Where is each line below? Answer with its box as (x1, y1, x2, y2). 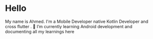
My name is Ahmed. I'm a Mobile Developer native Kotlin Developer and (5, 19, 149, 24)
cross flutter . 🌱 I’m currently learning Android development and (5, 23, 133, 29)
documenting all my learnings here (5, 29, 74, 34)
